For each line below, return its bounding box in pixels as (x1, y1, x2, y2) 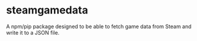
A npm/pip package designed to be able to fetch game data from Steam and (6, 23, 192, 30)
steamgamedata (6, 4, 89, 17)
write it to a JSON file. (6, 29, 60, 36)
